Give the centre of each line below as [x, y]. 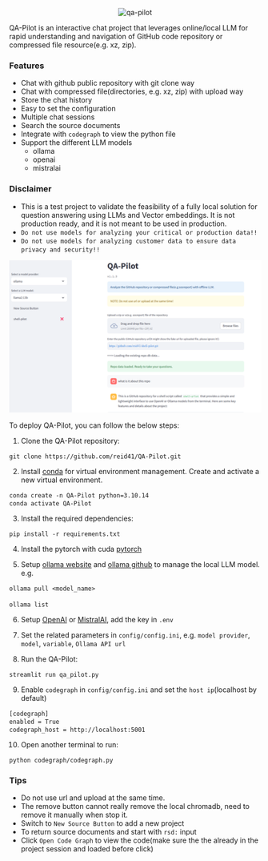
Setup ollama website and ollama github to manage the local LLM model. [140, 564]
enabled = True [34, 722]
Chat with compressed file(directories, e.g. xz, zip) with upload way [132, 91]
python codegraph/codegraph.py [61, 760]
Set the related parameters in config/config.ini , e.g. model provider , [135, 635]
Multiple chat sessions [58, 117]
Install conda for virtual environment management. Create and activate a [140, 471]
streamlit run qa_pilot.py [54, 674]
